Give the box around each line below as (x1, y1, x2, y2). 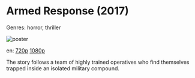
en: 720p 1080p (6, 46, 45, 54)
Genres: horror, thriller (6, 24, 61, 31)
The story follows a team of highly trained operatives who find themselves (6, 58, 190, 65)
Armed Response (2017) (6, 4, 129, 18)
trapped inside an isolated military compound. (6, 64, 120, 72)
